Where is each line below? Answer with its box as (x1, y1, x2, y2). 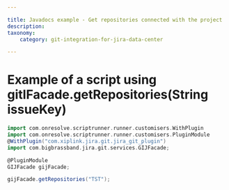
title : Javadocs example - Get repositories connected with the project (7, 16, 223, 23)
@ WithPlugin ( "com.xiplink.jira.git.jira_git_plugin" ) (7, 138, 167, 145)
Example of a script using (7, 72, 157, 88)
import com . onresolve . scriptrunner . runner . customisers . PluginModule (7, 131, 210, 138)
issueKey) (7, 102, 67, 117)
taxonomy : (7, 29, 36, 36)
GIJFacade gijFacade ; (7, 163, 70, 170)
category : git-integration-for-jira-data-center (19, 36, 164, 43)
